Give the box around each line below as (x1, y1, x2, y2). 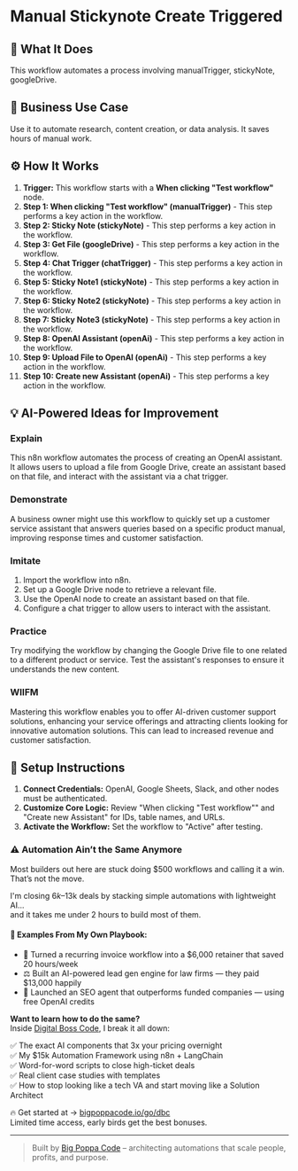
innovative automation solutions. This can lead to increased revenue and (10, 725, 274, 736)
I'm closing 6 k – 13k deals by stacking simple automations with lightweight (10, 890, 277, 901)
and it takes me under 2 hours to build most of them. (10, 909, 202, 919)
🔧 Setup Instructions (10, 760, 126, 775)
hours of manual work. (10, 133, 92, 144)
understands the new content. (10, 664, 120, 675)
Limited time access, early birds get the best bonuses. (10, 1117, 208, 1128)
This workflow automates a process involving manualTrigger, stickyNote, (10, 65, 275, 75)
